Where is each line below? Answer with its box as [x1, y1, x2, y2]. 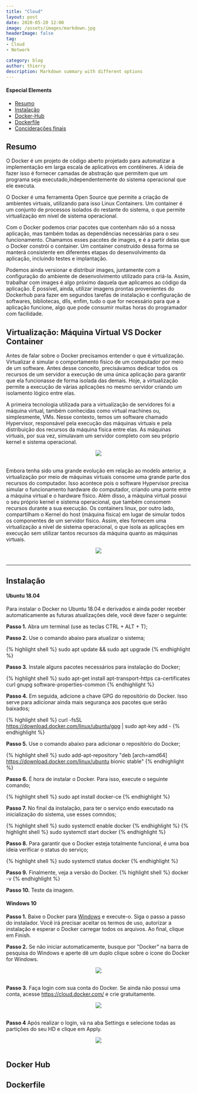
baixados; [6, 705, 30, 712]
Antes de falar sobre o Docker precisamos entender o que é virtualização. [6, 352, 185, 359]
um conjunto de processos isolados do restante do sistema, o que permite [6, 206, 186, 214]
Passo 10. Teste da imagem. [6, 886, 74, 893]
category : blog [6, 57, 43, 64]
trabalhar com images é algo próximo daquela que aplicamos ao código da [6, 279, 186, 286]
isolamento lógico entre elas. [6, 389, 76, 397]
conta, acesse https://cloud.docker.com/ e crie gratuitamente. [6, 990, 156, 998]
